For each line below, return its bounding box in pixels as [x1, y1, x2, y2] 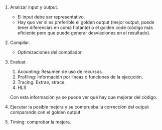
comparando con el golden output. [10, 109, 82, 115]
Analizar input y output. [10, 4, 59, 10]
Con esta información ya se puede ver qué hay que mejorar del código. [10, 94, 157, 100]
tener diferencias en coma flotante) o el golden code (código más [17, 24, 153, 30]
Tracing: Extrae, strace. [17, 79, 66, 85]
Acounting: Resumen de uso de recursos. [17, 68, 103, 74]
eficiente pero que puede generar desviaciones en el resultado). [17, 30, 150, 35]
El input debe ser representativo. [17, 14, 85, 19]
